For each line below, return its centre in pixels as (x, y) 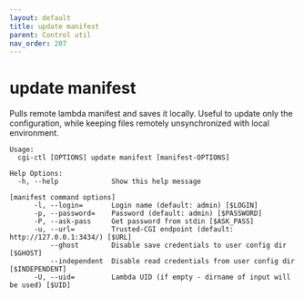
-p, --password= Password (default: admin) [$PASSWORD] (147, 214)
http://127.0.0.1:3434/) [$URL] (71, 238)
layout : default (40, 18)
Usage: (22, 150)
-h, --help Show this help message (110, 182)
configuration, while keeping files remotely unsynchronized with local (140, 123)
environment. (34, 133)
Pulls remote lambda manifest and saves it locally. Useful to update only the (151, 114)
